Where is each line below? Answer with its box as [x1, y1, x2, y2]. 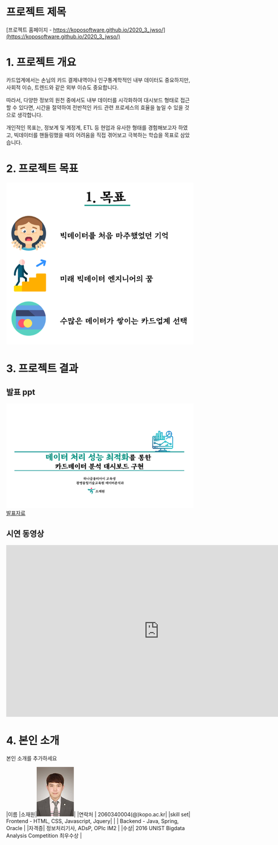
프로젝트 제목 [6, 5, 67, 19]
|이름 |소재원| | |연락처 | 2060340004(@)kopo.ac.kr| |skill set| [6, 811, 191, 818]
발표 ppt [6, 387, 36, 397]
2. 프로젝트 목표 [6, 162, 78, 175]
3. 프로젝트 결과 [6, 362, 78, 375]
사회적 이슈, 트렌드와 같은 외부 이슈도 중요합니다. [6, 84, 119, 91]
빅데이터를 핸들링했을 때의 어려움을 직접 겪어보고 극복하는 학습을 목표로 [14, 131, 179, 139]
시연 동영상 [6, 529, 45, 539]
